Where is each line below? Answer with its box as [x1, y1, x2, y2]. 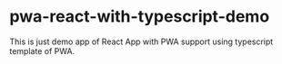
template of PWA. [9, 45, 76, 56]
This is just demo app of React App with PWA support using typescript [9, 36, 274, 47]
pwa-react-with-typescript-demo [9, 6, 270, 27]
